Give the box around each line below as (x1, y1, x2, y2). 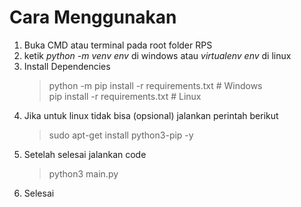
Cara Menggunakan (9, 6, 177, 29)
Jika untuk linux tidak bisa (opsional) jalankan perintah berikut (23, 109, 279, 121)
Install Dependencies (23, 60, 111, 72)
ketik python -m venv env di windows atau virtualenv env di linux (23, 49, 292, 61)
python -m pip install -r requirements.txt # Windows (48, 79, 263, 91)
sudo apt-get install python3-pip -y (48, 129, 194, 141)
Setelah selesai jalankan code (23, 148, 147, 160)
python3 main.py (48, 167, 119, 180)
